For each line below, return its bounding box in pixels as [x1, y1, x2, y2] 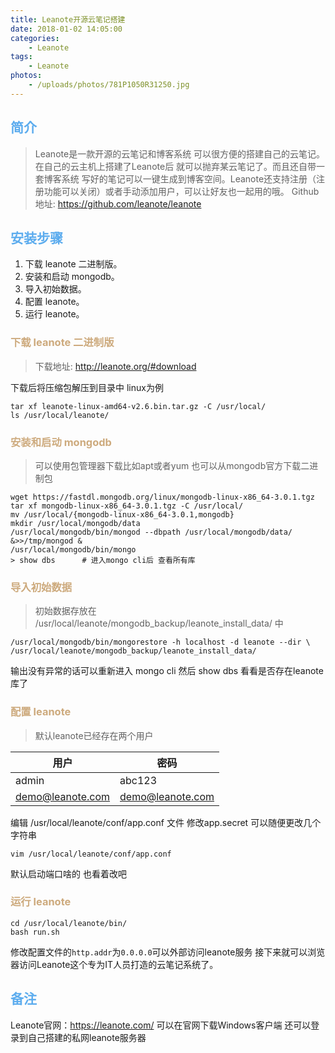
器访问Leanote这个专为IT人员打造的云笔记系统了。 [10, 958, 219, 970]
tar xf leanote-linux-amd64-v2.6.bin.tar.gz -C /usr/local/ [10, 401, 267, 411]
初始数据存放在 [34, 605, 97, 617]
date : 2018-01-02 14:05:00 [10, 24, 123, 34]
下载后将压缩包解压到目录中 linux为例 [10, 381, 164, 393]
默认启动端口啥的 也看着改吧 [10, 867, 127, 880]
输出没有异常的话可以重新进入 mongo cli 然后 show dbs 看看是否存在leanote [10, 665, 324, 677]
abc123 [119, 773, 158, 787]
